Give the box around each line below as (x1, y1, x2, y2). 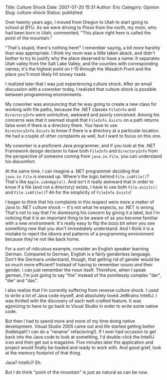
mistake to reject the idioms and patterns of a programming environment (5, 231, 155, 236)
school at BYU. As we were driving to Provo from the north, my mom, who (5, 24, 157, 30)
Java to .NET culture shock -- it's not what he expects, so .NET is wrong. (5, 204, 155, 210)
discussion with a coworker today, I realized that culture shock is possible (5, 86, 157, 92)
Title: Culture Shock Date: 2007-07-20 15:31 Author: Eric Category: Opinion (5, 4, 160, 10)
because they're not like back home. (5, 236, 80, 242)
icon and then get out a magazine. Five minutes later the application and (5, 339, 154, 345)
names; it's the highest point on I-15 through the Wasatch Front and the (5, 66, 151, 72)
